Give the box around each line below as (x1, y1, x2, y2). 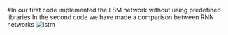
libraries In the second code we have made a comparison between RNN (7, 13, 215, 21)
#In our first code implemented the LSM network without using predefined (7, 6, 222, 14)
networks (7, 21, 35, 28)
